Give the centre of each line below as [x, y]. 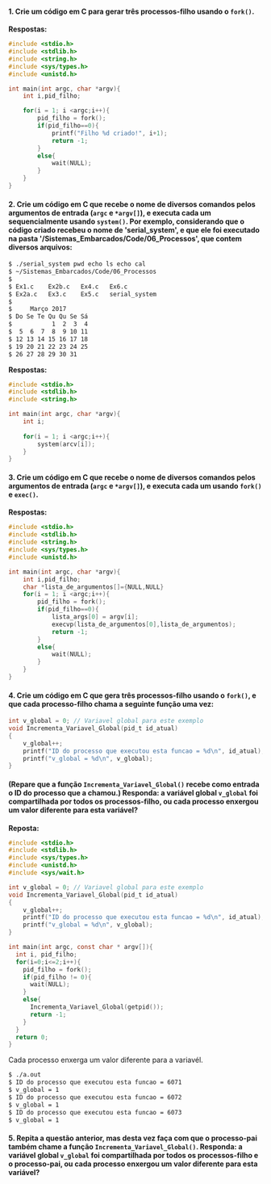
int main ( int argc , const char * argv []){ [81, 947]
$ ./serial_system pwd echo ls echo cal [77, 264]
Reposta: [24, 828]
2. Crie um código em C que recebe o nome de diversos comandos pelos [132, 204]
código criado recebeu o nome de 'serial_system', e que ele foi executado [134, 229]
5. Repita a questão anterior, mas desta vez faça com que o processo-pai [133, 1138]
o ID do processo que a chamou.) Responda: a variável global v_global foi [133, 792]
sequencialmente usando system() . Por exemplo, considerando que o [126, 221]
